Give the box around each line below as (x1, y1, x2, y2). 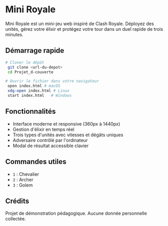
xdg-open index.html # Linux (7, 88, 70, 93)
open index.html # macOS (7, 84, 60, 89)
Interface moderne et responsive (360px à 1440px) (12, 120, 121, 127)
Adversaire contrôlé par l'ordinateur (12, 137, 88, 143)
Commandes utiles (5, 157, 66, 166)
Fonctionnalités (5, 107, 56, 116)
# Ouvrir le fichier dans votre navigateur (5, 78, 100, 84)
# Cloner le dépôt (5, 60, 44, 65)
